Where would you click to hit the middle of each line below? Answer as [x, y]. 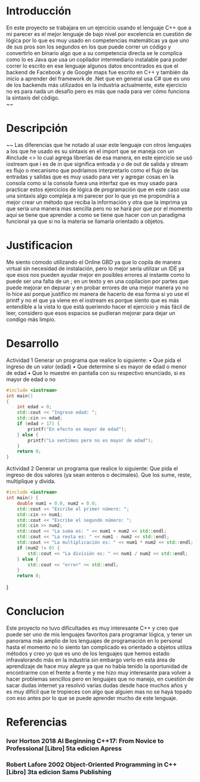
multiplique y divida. [31, 481]
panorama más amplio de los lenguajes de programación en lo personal [94, 641]
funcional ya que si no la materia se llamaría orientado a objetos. [85, 221]
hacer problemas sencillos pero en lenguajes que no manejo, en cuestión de [100, 679]
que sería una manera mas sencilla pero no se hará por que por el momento [99, 209]
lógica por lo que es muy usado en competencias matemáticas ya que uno [98, 40]
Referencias [37, 722]
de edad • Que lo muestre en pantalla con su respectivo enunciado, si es [96, 373]
